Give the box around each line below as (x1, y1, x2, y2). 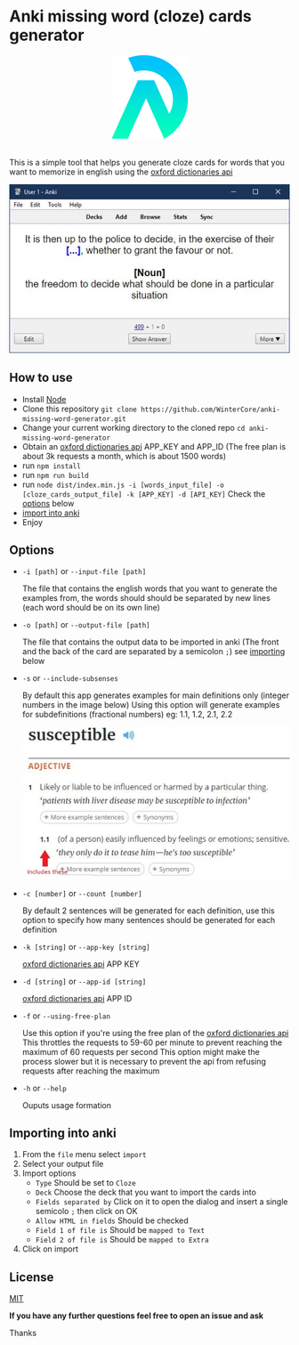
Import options (21, 1168, 77, 1179)
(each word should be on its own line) (21, 603, 160, 613)
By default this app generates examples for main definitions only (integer (21, 690, 289, 701)
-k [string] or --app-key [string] (21, 941, 150, 952)
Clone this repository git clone (21, 403, 138, 414)
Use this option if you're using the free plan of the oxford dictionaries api (21, 1027, 289, 1038)
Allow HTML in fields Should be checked (35, 1215, 189, 1226)
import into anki (21, 507, 80, 518)
